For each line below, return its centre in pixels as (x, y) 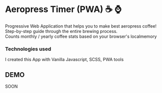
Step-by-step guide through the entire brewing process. (61, 31)
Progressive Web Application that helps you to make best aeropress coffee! (81, 26)
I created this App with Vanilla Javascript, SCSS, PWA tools (64, 60)
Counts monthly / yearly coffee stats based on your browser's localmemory (81, 36)
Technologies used (28, 49)
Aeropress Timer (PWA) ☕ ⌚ (63, 9)
